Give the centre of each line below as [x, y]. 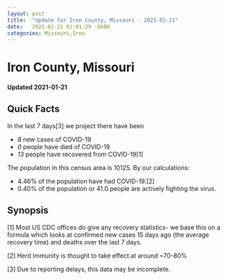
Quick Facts [34, 109]
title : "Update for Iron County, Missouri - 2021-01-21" [93, 20]
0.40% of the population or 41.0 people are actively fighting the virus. [117, 188]
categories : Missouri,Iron [46, 33]
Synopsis [28, 211]
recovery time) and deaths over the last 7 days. [75, 242]
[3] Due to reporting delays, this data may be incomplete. [89, 269]
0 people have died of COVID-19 [64, 146]
